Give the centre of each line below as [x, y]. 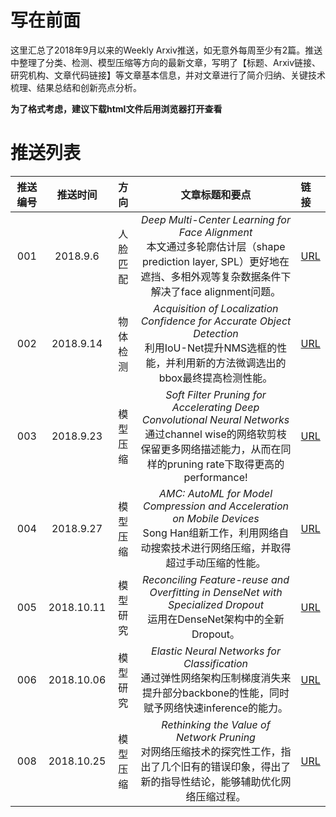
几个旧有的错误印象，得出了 [226, 766]
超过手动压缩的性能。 [216, 563]
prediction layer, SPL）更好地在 [216, 261]
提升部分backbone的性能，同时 [215, 693]
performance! [215, 477]
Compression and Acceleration [216, 506]
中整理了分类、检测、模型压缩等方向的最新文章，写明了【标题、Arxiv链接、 [166, 62]
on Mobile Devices [216, 518]
